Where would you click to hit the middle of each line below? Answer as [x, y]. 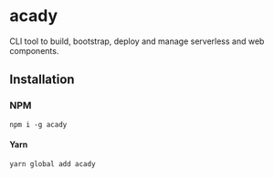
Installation [42, 80]
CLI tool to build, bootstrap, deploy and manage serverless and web [137, 41]
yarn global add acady [53, 164]
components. [34, 50]
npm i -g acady [38, 124]
